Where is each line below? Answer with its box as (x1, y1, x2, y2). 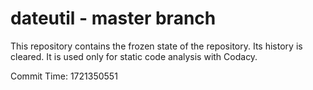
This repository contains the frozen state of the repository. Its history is (10, 40, 303, 52)
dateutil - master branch (10, 7, 217, 30)
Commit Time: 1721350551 (10, 70, 118, 82)
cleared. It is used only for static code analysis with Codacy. (10, 50, 258, 62)
